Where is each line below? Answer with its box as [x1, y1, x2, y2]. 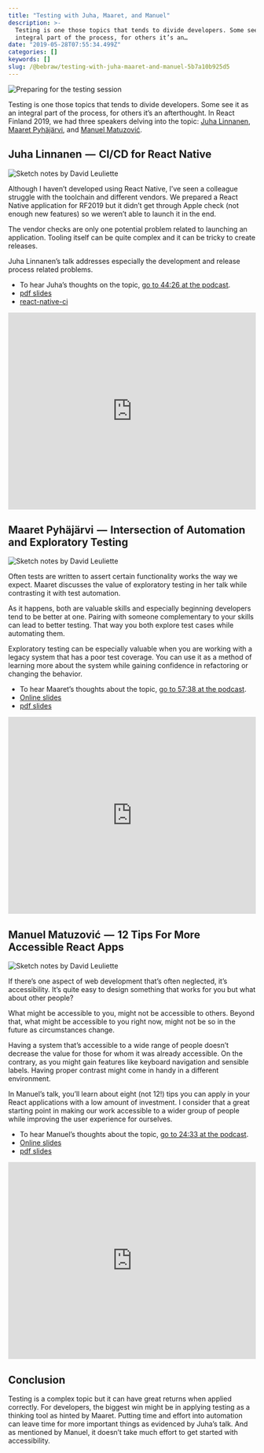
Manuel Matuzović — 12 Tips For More [8, 927, 200, 942]
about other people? [8, 994, 74, 1003]
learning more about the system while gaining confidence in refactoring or [8, 661, 249, 671]
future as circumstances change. [8, 1025, 115, 1035]
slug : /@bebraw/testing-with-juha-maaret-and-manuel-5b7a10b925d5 [8, 63, 230, 71]
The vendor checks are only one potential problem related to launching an [8, 224, 247, 233]
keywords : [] [8, 56, 51, 64]
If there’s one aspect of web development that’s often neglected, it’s [8, 976, 228, 986]
